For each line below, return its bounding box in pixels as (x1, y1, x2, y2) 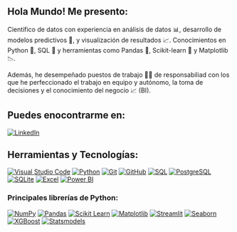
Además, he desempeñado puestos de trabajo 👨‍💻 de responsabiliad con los (7, 70, 230, 79)
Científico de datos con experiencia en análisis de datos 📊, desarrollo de (7, 25, 222, 33)
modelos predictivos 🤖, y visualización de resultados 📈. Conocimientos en (7, 36, 226, 44)
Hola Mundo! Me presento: (7, 6, 128, 18)
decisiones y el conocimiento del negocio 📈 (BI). (7, 85, 152, 95)
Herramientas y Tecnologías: (7, 149, 139, 161)
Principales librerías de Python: (7, 193, 119, 203)
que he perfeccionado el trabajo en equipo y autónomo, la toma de (7, 78, 204, 86)
